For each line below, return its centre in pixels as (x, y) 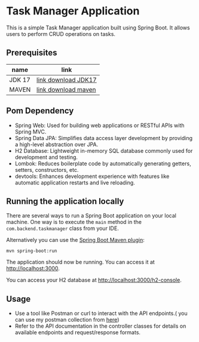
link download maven (66, 89)
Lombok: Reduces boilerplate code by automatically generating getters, (103, 164)
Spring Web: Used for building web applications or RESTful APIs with (99, 125)
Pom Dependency (40, 111)
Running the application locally (65, 201)
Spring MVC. (30, 131)
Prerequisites (32, 53)
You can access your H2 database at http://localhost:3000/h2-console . (94, 280)
